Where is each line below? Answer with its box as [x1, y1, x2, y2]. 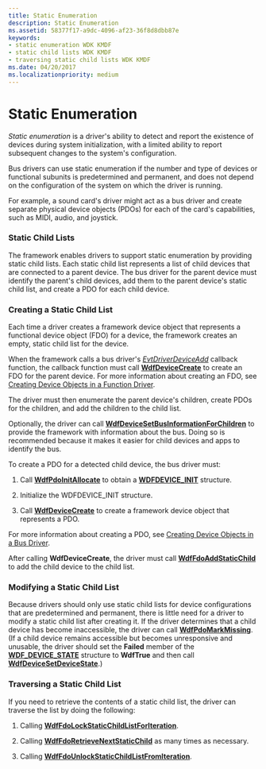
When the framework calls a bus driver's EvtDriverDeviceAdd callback [8, 354, 238, 364]
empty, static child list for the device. [8, 339, 129, 349]
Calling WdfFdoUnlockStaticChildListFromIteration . [19, 752, 192, 761]
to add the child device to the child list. [8, 562, 135, 572]
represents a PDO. [19, 514, 80, 524]
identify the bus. [8, 444, 62, 454]
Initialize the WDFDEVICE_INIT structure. [19, 490, 153, 500]
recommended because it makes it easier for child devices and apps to [8, 436, 241, 446]
